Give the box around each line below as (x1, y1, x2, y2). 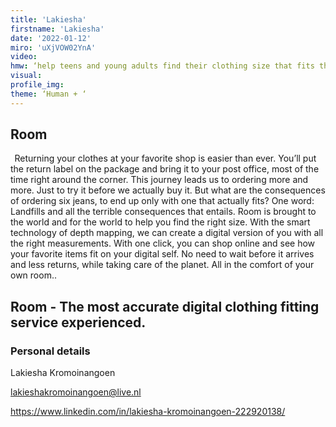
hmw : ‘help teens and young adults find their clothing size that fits (10, 61, 315, 71)
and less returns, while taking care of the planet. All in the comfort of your (10, 259, 315, 271)
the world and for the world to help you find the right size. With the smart (10, 216, 311, 228)
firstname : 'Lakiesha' (10, 24, 105, 34)
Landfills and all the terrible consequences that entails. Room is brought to (10, 206, 317, 218)
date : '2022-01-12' (10, 33, 92, 43)
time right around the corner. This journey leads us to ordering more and (10, 174, 309, 186)
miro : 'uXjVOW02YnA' (10, 42, 97, 53)
